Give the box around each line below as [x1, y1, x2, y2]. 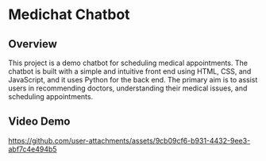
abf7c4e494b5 [8, 144, 57, 154]
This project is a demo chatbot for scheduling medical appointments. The [8, 58, 249, 67]
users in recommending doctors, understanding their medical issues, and [8, 83, 248, 93]
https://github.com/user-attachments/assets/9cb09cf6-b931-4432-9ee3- [8, 136, 251, 145]
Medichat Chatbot [8, 6, 130, 24]
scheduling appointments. [8, 92, 94, 101]
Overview [8, 37, 58, 51]
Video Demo [8, 115, 71, 128]
